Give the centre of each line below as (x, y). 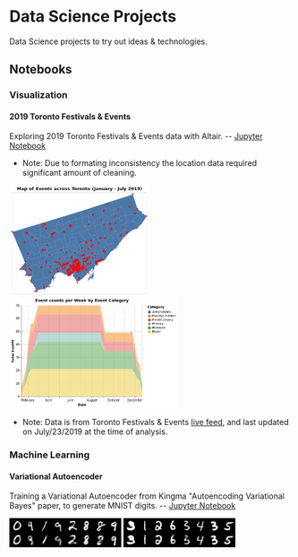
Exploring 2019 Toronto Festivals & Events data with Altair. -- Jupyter (136, 136)
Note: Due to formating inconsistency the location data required (140, 163)
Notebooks (41, 70)
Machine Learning (50, 455)
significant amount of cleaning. (79, 173)
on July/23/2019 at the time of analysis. (95, 431)
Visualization (38, 95)
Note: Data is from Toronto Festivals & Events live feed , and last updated (155, 422)
